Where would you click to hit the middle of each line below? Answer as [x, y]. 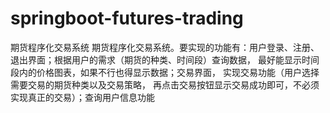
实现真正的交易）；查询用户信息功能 [82, 97]
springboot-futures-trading [127, 18]
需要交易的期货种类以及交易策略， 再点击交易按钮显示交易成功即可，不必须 [165, 84]
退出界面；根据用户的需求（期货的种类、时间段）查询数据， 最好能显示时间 [165, 59]
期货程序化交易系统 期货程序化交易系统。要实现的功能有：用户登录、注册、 [165, 47]
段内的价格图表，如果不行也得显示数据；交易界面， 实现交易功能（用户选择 [165, 72]
